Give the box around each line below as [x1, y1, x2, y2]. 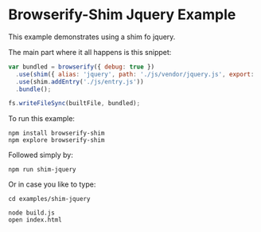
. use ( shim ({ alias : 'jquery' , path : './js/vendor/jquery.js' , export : [15, 70, 255, 78]
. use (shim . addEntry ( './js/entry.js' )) [15, 77, 145, 85]
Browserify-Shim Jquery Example [8, 6, 236, 24]
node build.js [8, 209, 56, 217]
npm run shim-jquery [8, 166, 77, 174]
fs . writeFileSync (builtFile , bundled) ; [8, 100, 141, 108]
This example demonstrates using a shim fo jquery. [8, 32, 176, 41]
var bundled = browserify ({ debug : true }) [8, 62, 155, 71]
